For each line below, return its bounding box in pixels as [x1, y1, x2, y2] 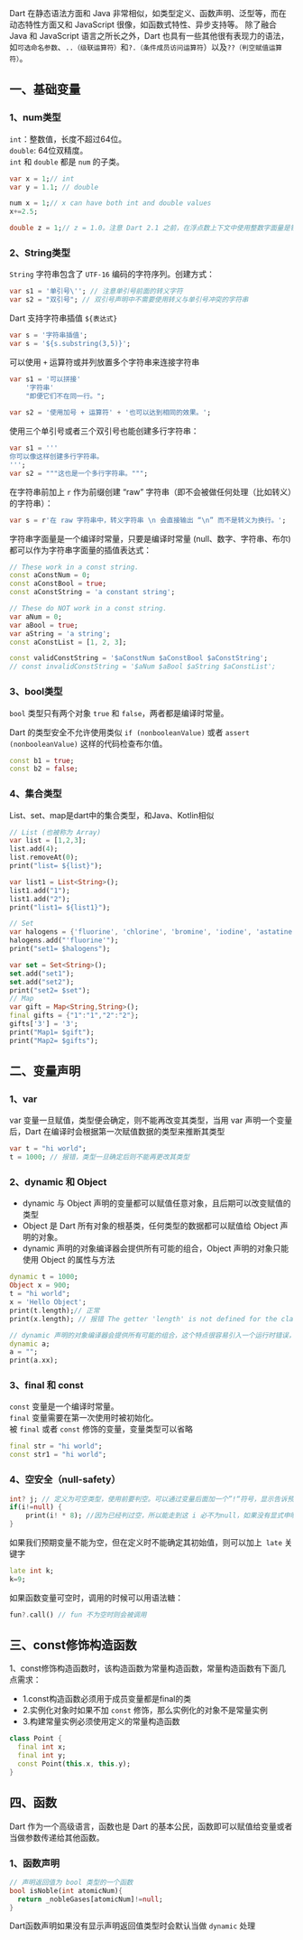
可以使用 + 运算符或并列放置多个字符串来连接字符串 [9, 356, 200, 368]
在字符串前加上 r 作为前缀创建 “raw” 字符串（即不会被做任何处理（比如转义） [9, 486, 292, 497]
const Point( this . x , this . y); [17, 1759, 131, 1768]
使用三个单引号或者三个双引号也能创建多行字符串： [9, 425, 199, 436]
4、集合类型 [9, 788, 62, 800]
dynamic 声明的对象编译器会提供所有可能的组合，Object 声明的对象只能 [22, 1243, 289, 1254]
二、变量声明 [9, 1064, 81, 1079]
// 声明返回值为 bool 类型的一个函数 [9, 1878, 133, 1887]
